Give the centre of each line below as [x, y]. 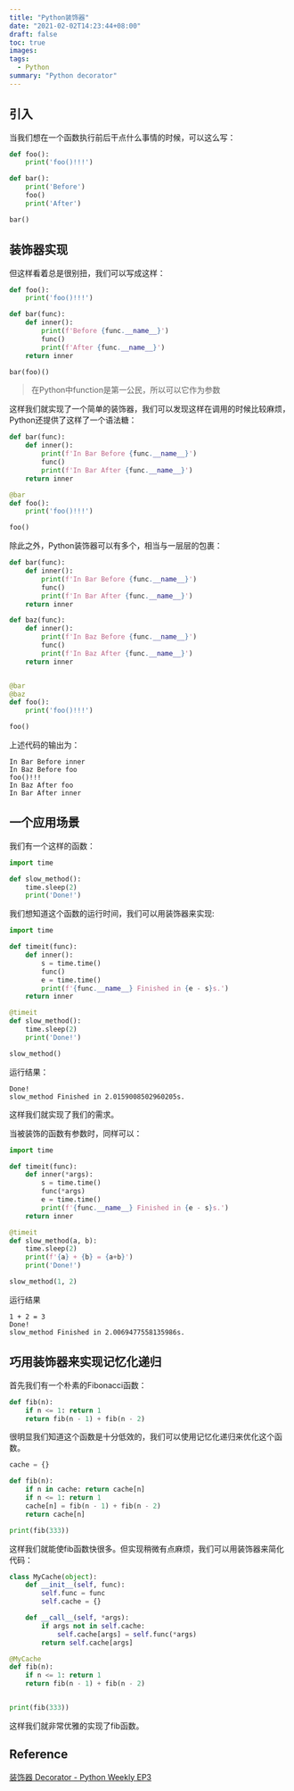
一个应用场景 [45, 823]
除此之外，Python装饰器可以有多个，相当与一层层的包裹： [116, 546]
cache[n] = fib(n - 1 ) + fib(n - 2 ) [94, 1506]
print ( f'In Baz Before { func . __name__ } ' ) [119, 637]
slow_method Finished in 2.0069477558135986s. [97, 1332]
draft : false [33, 34]
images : [24, 51]
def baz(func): [37, 620]
